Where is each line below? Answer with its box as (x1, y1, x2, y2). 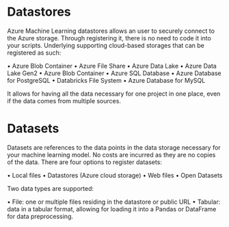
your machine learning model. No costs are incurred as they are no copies (7, 150, 216, 159)
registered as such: (7, 49, 62, 57)
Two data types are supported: (7, 184, 94, 192)
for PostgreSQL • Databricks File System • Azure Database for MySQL (7, 76, 206, 84)
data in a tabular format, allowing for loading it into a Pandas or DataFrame (7, 204, 217, 213)
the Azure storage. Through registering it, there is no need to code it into (7, 34, 212, 42)
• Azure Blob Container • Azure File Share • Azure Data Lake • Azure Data (7, 62, 217, 70)
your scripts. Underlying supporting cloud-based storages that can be (7, 41, 205, 49)
